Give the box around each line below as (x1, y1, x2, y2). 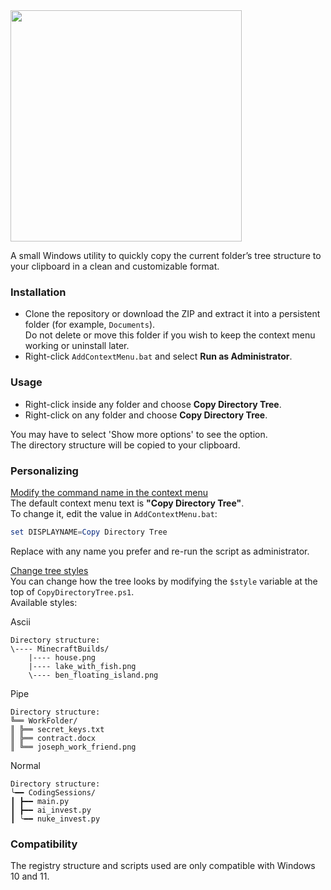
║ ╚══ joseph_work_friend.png (10, 742, 137, 752)
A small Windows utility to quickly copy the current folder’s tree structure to (10, 250, 322, 261)
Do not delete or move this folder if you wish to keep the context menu (24, 329, 316, 341)
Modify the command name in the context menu (10, 486, 208, 498)
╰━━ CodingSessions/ (10, 787, 97, 798)
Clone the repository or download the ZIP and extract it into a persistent (24, 308, 321, 320)
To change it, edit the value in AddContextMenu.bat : (10, 507, 218, 519)
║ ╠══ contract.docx (10, 733, 97, 743)
